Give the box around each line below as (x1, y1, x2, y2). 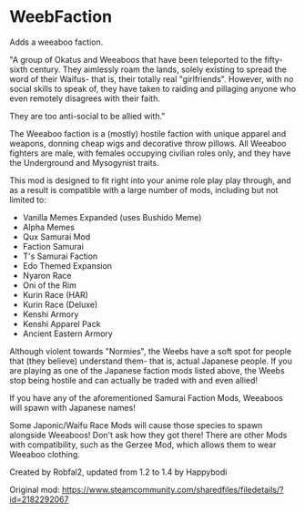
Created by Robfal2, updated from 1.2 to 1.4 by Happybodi (9, 467, 228, 477)
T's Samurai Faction (22, 251, 98, 262)
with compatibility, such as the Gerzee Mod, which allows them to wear (9, 439, 277, 450)
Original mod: (9, 484, 61, 495)
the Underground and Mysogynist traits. (9, 157, 159, 168)
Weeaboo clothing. (9, 448, 80, 459)
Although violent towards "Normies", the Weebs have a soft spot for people (9, 345, 292, 356)
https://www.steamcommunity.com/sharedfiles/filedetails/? (62, 484, 284, 495)
